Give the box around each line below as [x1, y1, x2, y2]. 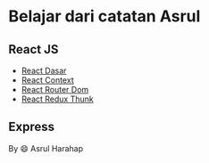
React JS [8, 42, 59, 57]
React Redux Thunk [21, 94, 95, 104]
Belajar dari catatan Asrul [8, 6, 201, 27]
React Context [21, 75, 74, 86]
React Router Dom [21, 85, 89, 94]
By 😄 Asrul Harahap [8, 143, 84, 153]
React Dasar [21, 65, 67, 76]
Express [8, 119, 55, 134]
